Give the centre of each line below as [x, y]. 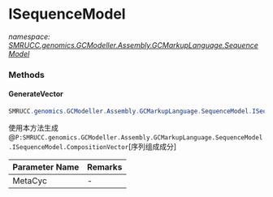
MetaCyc [30, 181]
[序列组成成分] [153, 146]
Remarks [104, 167]
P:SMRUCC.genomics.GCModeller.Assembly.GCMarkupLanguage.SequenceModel [139, 137]
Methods [26, 75]
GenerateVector [36, 94]
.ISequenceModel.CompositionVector [69, 147]
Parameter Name [46, 167]
